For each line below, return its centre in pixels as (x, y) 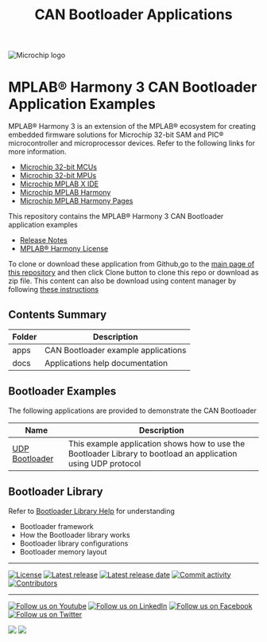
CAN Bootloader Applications (133, 15)
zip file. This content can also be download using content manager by (122, 281)
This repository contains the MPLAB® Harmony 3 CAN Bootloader (116, 216)
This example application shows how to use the (157, 443)
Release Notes (43, 240)
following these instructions (54, 290)
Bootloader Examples (62, 391)
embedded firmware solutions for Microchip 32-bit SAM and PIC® (116, 135)
